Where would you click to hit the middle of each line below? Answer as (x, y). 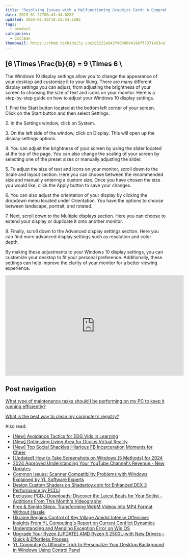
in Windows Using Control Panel (46, 550)
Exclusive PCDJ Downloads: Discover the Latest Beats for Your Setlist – (87, 496)
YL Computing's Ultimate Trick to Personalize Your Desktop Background (88, 545)
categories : (18, 34)
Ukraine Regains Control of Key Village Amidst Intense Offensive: (81, 518)
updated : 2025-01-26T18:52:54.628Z (43, 19)
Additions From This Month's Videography (57, 501)
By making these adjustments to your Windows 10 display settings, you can (84, 252)
